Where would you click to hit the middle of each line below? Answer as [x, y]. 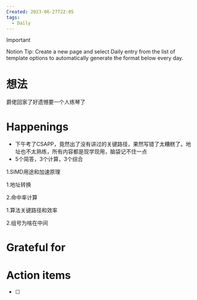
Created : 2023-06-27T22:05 [40, 12]
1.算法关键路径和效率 [32, 210]
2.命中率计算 [22, 197]
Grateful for [36, 248]
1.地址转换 [19, 185]
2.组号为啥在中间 [27, 223]
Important [18, 40]
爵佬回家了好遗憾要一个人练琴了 [46, 102]
